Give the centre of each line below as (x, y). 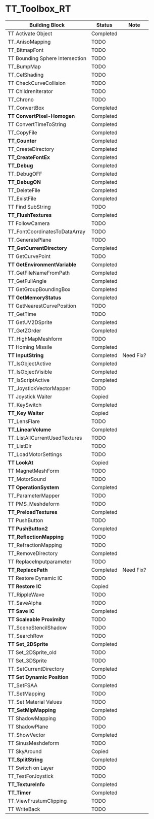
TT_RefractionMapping (35, 545)
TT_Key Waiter (26, 413)
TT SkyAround (25, 751)
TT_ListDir (20, 446)
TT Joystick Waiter (30, 397)
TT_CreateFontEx (29, 157)
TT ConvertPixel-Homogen (41, 116)
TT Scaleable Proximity (36, 619)
